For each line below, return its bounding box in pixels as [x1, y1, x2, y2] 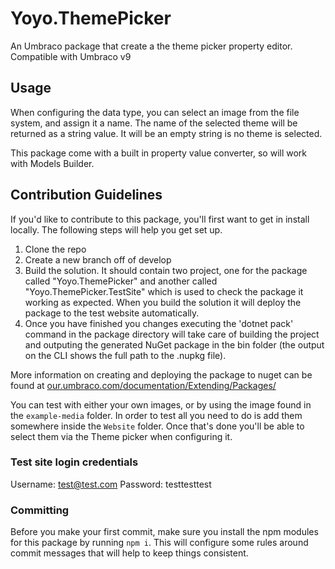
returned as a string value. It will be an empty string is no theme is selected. [10, 127, 323, 139]
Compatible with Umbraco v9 [10, 50, 132, 62]
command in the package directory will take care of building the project [24, 328, 320, 340]
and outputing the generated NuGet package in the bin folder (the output [24, 338, 325, 351]
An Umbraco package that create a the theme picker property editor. [10, 40, 293, 52]
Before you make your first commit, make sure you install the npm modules [10, 526, 319, 538]
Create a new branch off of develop [24, 253, 172, 266]
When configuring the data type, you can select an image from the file [10, 106, 300, 118]
